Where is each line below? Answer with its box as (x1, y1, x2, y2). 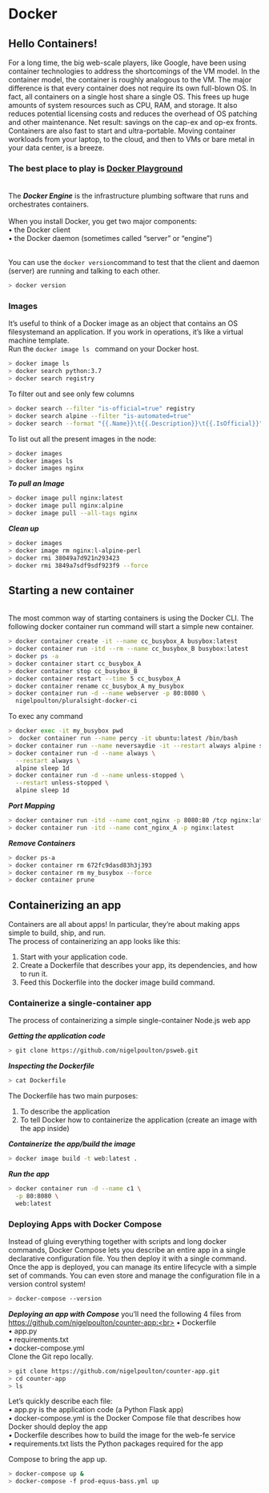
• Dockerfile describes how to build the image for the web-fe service (8, 1431, 236, 1440)
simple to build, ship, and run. (8, 928, 106, 937)
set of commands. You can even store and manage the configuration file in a (8, 1270, 260, 1280)
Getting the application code (8, 1031, 106, 1041)
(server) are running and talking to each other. (8, 266, 160, 276)
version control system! (8, 1278, 86, 1289)
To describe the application (19, 1106, 110, 1117)
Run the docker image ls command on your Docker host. (8, 344, 199, 354)
